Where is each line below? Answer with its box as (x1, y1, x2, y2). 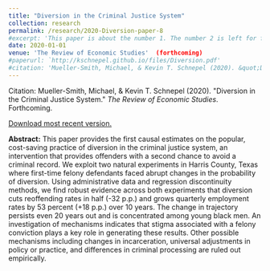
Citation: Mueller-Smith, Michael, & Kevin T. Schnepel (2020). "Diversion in (8, 86, 256, 95)
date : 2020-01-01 (8, 42, 67, 50)
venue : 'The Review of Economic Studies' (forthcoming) (8, 49, 203, 57)
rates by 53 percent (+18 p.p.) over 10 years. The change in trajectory (8, 202, 239, 212)
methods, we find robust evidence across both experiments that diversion (8, 185, 253, 195)
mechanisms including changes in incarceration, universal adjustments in (8, 236, 251, 245)
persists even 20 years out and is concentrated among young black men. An (8, 210, 261, 220)
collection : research (8, 19, 81, 27)
